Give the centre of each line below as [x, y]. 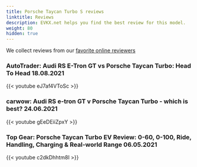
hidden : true [22, 34]
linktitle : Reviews [30, 17]
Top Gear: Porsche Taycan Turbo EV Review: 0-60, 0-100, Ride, [99, 137]
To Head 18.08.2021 [35, 73]
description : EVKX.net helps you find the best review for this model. [96, 23]
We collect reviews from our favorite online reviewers [71, 50]
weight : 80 [19, 28]
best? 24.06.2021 [32, 109]
